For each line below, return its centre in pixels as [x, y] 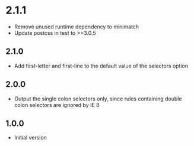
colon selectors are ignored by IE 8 [57, 105]
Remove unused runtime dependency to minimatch [77, 27]
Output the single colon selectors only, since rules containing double [98, 99]
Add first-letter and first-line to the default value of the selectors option [101, 66]
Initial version [30, 138]
